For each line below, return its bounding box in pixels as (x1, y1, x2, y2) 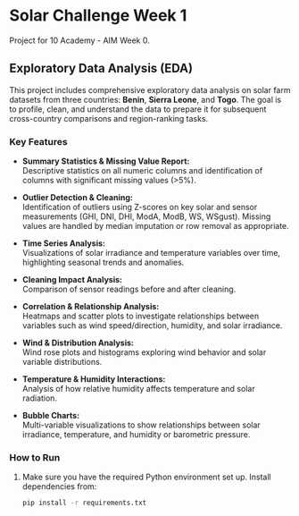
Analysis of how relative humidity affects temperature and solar (21, 384, 256, 394)
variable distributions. (21, 357, 103, 368)
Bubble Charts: (21, 410, 80, 421)
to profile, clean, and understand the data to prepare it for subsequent (9, 104, 267, 114)
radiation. (21, 393, 58, 403)
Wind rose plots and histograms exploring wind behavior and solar (21, 347, 267, 358)
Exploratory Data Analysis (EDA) (9, 61, 194, 76)
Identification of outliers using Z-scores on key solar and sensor (21, 202, 258, 213)
